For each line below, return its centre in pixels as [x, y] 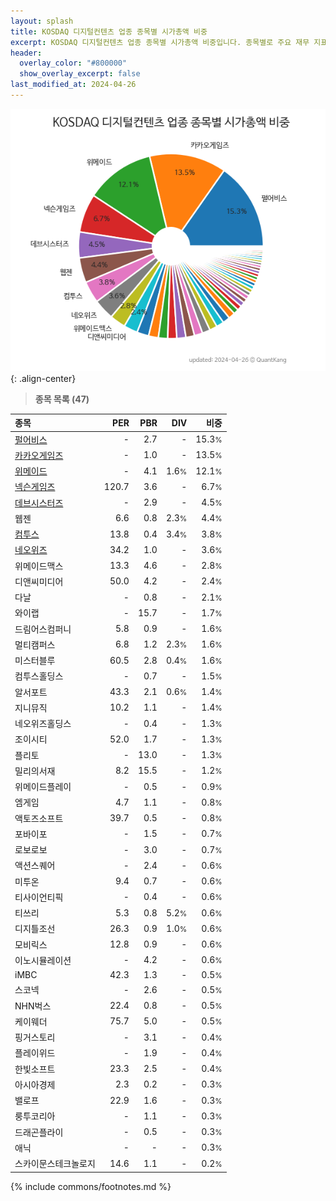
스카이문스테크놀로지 [55, 1164]
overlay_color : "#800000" [73, 63]
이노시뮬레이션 [43, 960]
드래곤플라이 [39, 1132]
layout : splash [42, 21]
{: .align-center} [43, 378]
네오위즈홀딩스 [43, 724]
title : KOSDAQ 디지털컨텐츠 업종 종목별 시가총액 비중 [109, 31]
